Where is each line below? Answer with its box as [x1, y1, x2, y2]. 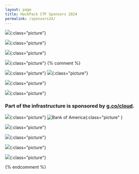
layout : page [5, 7, 32, 12]
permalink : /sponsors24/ [5, 16, 56, 21]
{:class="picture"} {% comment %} [10, 60, 81, 66]
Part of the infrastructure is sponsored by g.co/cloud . [5, 103, 135, 110]
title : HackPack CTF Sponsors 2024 [5, 12, 78, 17]
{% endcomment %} [5, 164, 46, 170]
